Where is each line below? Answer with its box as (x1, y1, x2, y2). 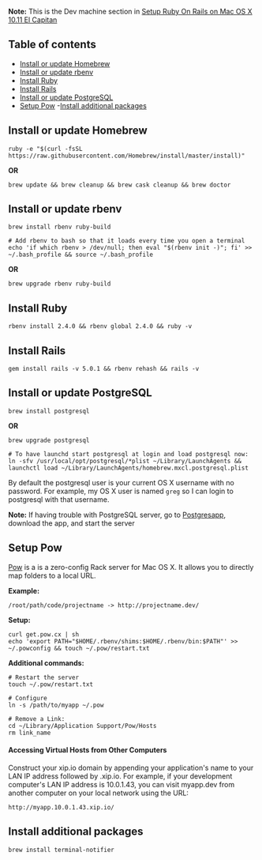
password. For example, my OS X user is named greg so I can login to (8, 486, 234, 496)
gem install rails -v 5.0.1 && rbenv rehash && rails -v (8, 365, 200, 373)
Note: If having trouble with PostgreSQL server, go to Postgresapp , (8, 510, 226, 519)
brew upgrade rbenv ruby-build (8, 280, 111, 288)
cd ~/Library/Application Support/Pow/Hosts (8, 722, 157, 730)
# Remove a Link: (8, 715, 65, 722)
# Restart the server (8, 673, 80, 681)
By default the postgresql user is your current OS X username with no (8, 477, 234, 487)
